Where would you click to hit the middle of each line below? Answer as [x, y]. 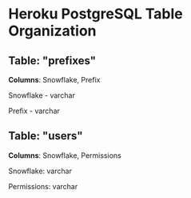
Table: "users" [46, 136]
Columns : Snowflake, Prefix [54, 80]
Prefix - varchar [34, 111]
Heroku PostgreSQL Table [95, 14]
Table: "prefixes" [52, 61]
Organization [52, 31]
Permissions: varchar [43, 186]
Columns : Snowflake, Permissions [65, 155]
